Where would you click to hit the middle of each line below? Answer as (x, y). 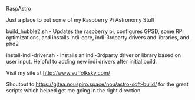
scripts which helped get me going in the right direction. (74, 90)
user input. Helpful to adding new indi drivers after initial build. (82, 61)
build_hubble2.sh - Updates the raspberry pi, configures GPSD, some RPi (95, 31)
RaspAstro (19, 9)
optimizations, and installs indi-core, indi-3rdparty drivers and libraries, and (98, 37)
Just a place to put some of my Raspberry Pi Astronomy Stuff (80, 20)
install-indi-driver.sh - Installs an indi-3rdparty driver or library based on (94, 55)
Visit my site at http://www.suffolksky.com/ (58, 73)
